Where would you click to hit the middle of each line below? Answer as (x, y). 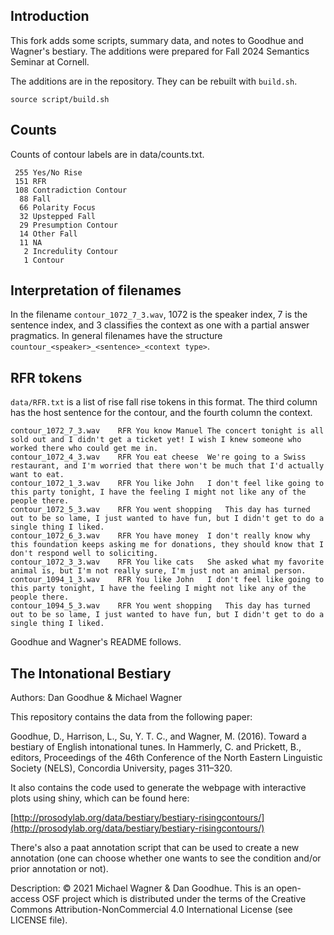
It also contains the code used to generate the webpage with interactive (158, 788)
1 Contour (44, 260)
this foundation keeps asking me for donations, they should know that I (167, 545)
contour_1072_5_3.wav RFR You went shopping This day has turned (160, 510)
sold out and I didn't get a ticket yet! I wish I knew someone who (156, 440)
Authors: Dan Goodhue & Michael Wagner (96, 698)
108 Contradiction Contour (71, 190)
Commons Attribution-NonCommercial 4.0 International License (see (151, 910)
